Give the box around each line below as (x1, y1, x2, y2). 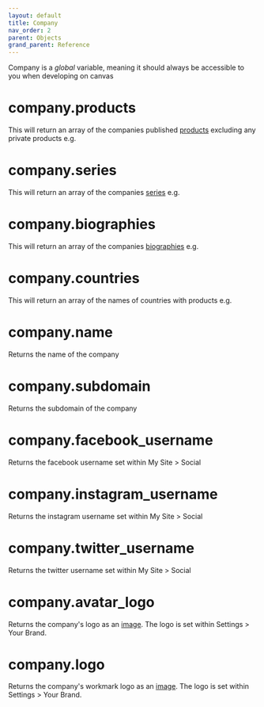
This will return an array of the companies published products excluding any (8, 125, 256, 135)
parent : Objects (8, 33, 62, 42)
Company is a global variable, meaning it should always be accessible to (8, 63, 245, 72)
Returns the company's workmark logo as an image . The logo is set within (8, 682, 250, 691)
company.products (8, 99, 137, 117)
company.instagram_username (8, 485, 218, 503)
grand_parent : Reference (8, 41, 90, 49)
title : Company (8, 19, 58, 27)
